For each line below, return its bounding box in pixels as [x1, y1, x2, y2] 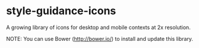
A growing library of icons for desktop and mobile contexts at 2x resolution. [6, 24, 191, 31]
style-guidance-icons [6, 4, 116, 18]
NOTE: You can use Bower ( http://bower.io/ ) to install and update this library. [6, 35, 194, 42]
